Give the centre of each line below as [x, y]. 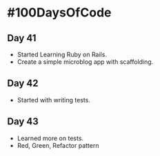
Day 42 [23, 83]
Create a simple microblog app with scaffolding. [85, 62]
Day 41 [22, 38]
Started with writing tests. [54, 100]
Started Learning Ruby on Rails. [62, 54]
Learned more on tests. [50, 138]
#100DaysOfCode [59, 13]
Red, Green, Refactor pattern [58, 145]
